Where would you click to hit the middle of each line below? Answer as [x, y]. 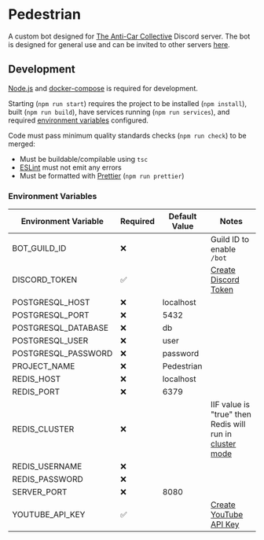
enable [224, 249]
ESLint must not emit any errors [70, 167]
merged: [22, 144]
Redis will [228, 424]
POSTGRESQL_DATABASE [60, 328]
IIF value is [230, 405]
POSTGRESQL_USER [50, 341]
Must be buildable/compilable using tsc [83, 159]
